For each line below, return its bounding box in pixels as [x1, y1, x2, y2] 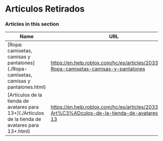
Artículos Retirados [5, 3, 85, 15]
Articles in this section [5, 21, 59, 28]
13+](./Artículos [7, 110, 45, 117]
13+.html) [7, 128, 31, 135]
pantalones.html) [7, 84, 46, 91]
